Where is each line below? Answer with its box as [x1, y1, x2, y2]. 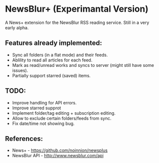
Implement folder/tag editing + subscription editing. [12, 110, 116, 116]
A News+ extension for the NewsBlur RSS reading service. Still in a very [5, 20, 150, 25]
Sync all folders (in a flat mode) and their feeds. [12, 52, 108, 58]
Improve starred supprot [12, 105, 61, 111]
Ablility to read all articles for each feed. [12, 57, 93, 63]
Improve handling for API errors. [12, 100, 77, 105]
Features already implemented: [5, 39, 102, 47]
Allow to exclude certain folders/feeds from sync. [12, 115, 112, 121]
